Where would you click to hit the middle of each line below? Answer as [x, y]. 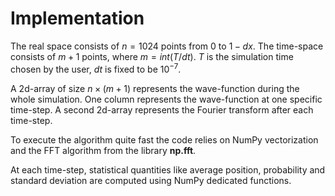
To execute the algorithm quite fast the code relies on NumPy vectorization [164, 139]
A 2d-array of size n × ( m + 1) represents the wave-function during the [155, 88]
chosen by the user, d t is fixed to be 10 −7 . [96, 68]
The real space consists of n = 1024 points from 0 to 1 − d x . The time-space [167, 46]
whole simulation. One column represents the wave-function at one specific [166, 99]
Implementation [77, 18]
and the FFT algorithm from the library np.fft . [103, 150]
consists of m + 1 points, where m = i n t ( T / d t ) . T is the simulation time [152, 56]
